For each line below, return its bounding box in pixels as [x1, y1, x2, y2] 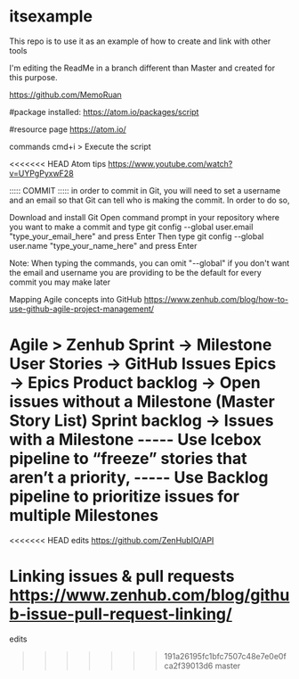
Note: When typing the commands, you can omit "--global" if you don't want [9, 257, 290, 269]
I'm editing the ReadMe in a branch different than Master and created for [9, 62, 276, 73]
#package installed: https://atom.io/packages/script [9, 106, 199, 117]
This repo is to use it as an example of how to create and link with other [9, 36, 271, 46]
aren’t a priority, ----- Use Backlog [9, 468, 269, 488]
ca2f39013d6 [164, 660, 214, 671]
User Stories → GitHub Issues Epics [9, 354, 277, 374]
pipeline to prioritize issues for [9, 486, 240, 507]
